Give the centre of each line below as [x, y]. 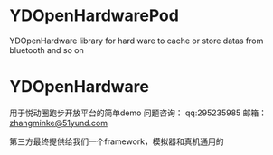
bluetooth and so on [47, 50]
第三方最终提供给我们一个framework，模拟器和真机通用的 [117, 141]
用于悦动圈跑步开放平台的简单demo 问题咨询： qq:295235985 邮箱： [138, 113]
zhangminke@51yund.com [59, 123]
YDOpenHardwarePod [94, 16]
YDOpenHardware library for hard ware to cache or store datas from [136, 41]
